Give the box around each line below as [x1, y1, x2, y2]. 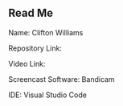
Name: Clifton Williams [8, 27, 84, 37]
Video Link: [8, 59, 46, 68]
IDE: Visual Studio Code [8, 90, 87, 100]
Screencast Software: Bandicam [8, 74, 115, 84]
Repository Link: [8, 43, 63, 53]
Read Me [8, 6, 54, 20]
